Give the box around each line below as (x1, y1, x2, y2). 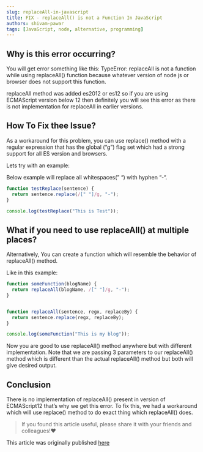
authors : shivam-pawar (6, 20, 64, 26)
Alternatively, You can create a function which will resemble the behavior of (6, 250, 197, 258)
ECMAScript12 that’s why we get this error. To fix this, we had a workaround (6, 402, 197, 410)
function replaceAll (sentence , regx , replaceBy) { (6, 309, 138, 315)
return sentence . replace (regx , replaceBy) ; (12, 314, 124, 320)
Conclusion (6, 379, 51, 390)
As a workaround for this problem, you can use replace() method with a (6, 137, 186, 144)
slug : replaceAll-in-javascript (6, 9, 89, 15)
